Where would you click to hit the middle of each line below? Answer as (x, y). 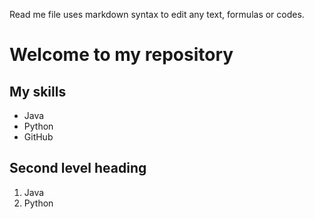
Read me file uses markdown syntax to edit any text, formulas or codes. (157, 14)
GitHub (38, 137)
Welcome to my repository (121, 55)
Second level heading (78, 168)
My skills (38, 91)
